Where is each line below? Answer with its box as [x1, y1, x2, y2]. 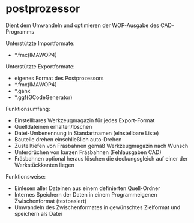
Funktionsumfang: [5, 105, 50, 112]
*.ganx [14, 87, 31, 94]
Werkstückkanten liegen [14, 161, 74, 168]
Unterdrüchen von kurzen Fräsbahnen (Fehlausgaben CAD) [14, 149, 162, 156]
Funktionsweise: [5, 173, 46, 180]
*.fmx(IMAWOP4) [14, 80, 57, 88]
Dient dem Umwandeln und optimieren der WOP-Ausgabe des [5, 22, 160, 29]
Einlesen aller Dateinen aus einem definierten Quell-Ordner [14, 185, 160, 192]
